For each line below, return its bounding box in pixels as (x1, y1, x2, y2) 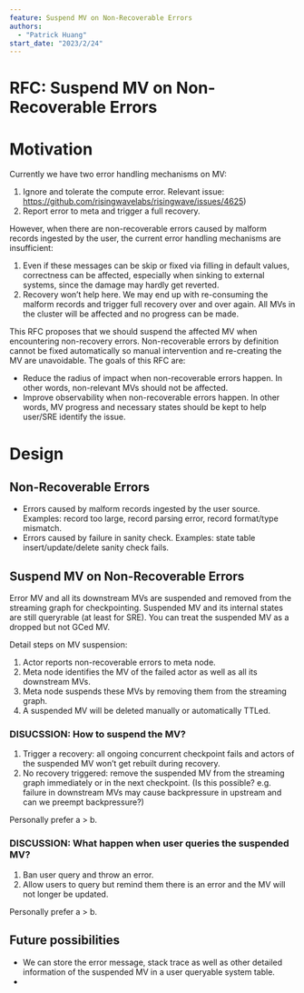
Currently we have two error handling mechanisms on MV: (9, 169, 227, 180)
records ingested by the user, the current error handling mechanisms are (9, 233, 281, 244)
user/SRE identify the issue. (22, 411, 126, 423)
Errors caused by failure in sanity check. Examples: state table (22, 533, 256, 544)
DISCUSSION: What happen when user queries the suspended (9, 838, 289, 850)
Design (9, 443, 64, 464)
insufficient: (9, 243, 54, 254)
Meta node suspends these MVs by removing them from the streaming (22, 686, 288, 697)
